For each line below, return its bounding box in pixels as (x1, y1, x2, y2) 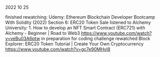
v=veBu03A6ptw (5, 35, 40, 41)
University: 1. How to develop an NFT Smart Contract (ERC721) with (5, 25, 145, 31)
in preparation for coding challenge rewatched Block (41, 35, 150, 41)
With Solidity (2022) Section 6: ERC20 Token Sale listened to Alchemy (5, 20, 151, 25)
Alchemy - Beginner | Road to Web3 (5, 30, 80, 36)
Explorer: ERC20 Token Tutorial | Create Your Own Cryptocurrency (5, 41, 144, 47)
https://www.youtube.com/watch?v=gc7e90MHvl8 (5, 46, 111, 52)
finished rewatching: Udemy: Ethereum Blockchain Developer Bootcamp (5, 14, 155, 20)
